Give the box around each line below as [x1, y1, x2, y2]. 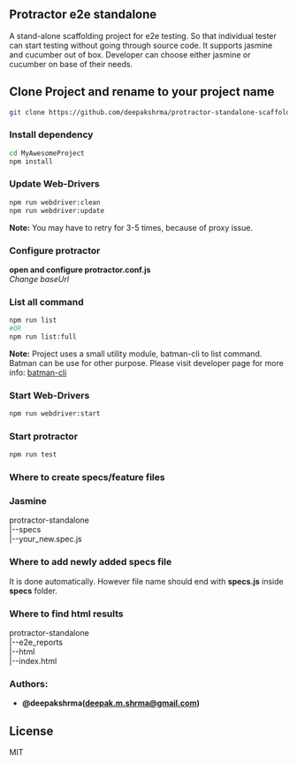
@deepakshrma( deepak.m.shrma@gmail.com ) [21, 698, 201, 708]
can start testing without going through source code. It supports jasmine [9, 40, 273, 50]
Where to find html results [9, 607, 124, 620]
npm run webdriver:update [9, 206, 104, 215]
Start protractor [9, 430, 78, 442]
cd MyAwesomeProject [9, 149, 86, 157]
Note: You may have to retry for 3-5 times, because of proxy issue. [9, 222, 254, 233]
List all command [9, 295, 84, 308]
